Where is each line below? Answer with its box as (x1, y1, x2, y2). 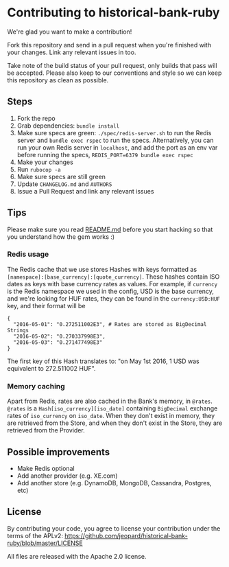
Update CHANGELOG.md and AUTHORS (16, 180, 112, 188)
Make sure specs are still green (16, 172, 106, 181)
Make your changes (16, 158, 73, 166)
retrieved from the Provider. (7, 426, 86, 435)
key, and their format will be (7, 301, 86, 310)
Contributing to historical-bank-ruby (7, 5, 220, 21)
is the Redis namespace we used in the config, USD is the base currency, (7, 287, 214, 295)
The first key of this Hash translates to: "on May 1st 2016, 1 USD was (7, 357, 200, 365)
